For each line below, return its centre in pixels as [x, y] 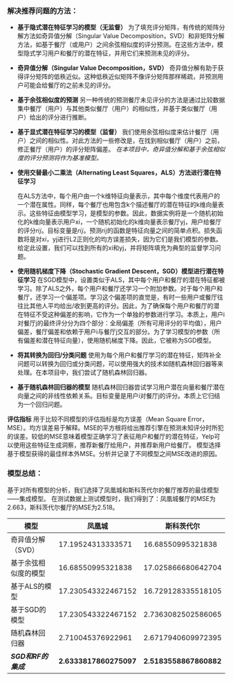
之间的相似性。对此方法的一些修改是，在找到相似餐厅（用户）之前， [126, 140]
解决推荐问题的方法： [43, 10]
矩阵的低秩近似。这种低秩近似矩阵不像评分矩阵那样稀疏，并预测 [127, 77]
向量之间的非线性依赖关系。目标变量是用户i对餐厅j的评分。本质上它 [113, 396]
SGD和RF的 [29, 656]
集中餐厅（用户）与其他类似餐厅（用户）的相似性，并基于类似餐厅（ [114, 109]
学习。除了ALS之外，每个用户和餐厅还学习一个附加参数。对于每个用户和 [120, 289]
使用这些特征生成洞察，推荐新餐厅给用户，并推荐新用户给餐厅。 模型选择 [117, 445]
